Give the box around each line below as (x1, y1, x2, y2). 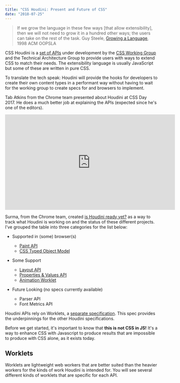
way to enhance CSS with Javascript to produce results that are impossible (5, 330, 155, 336)
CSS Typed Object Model (19, 248, 70, 254)
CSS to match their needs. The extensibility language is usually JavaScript (5, 60, 154, 66)
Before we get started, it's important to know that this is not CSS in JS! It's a (5, 325, 158, 331)
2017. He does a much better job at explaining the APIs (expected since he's (5, 99, 157, 105)
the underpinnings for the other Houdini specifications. (5, 316, 115, 321)
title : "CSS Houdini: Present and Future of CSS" (5, 7, 108, 12)
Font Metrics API (19, 301, 53, 307)
